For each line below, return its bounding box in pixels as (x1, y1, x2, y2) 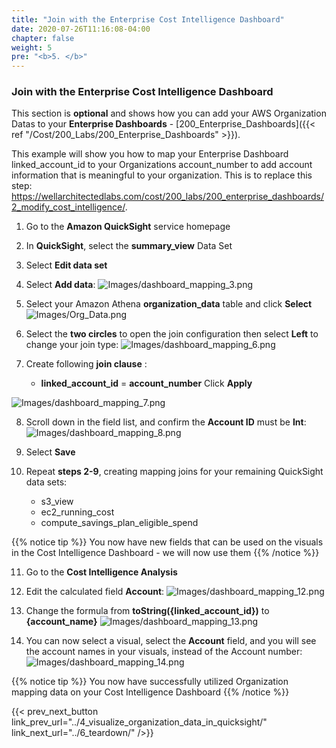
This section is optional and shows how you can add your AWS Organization (11, 107, 327, 120)
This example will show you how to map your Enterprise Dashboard (11, 148, 289, 160)
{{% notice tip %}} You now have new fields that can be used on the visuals (11, 536, 324, 548)
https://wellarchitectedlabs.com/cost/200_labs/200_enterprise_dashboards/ (11, 191, 324, 203)
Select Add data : (25, 279, 96, 291)
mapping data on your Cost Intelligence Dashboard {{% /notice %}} (11, 686, 290, 698)
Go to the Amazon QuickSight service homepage (25, 221, 231, 233)
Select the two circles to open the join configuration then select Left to (25, 328, 319, 340)
